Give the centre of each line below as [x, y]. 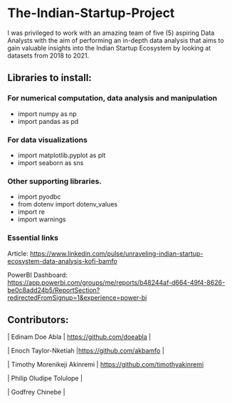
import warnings [42, 219]
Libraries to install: [50, 78]
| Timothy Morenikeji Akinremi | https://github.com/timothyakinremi [106, 365]
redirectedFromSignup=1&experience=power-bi [77, 298]
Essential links [33, 238]
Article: [18, 253]
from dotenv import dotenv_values [68, 204]
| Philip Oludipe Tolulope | [45, 378]
